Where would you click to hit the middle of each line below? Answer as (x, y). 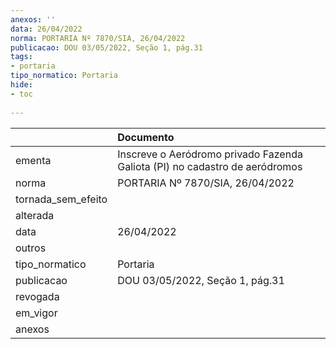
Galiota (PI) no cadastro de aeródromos (210, 166)
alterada (35, 215)
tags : (21, 57)
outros (31, 248)
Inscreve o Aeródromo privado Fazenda (210, 154)
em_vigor (36, 313)
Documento (146, 137)
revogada (37, 296)
